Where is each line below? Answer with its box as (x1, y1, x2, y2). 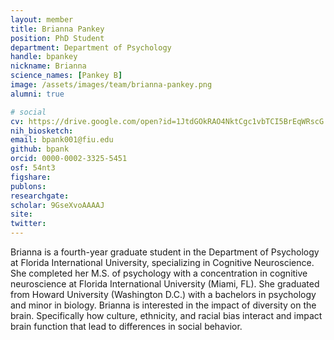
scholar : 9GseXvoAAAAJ (10, 200, 105, 210)
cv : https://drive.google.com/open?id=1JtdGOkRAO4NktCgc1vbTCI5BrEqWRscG (10, 116, 325, 126)
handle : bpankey (10, 52, 78, 62)
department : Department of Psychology (10, 42, 172, 53)
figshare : (10, 172, 52, 182)
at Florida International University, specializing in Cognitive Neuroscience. (10, 257, 315, 268)
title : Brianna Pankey (10, 24, 105, 34)
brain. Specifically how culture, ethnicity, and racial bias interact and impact (10, 310, 323, 321)
